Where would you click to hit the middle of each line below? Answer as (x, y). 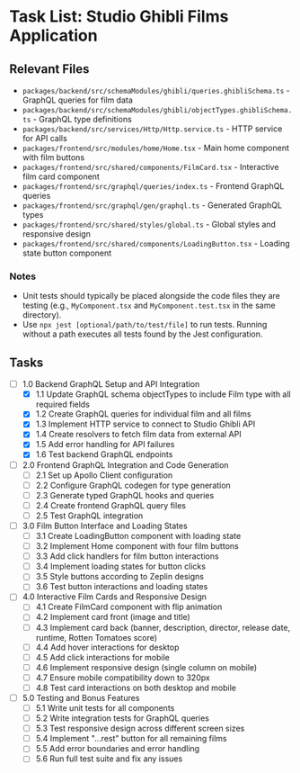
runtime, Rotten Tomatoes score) (97, 637)
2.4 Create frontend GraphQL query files (111, 505)
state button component (67, 253)
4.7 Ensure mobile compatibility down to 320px (123, 678)
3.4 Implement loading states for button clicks (121, 566)
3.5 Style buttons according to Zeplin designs (120, 577)
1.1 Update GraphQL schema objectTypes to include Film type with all (163, 394)
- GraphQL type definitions (82, 119)
